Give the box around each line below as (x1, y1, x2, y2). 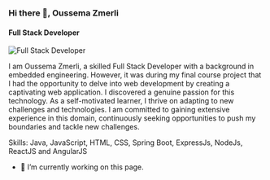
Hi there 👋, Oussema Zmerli (8, 7, 120, 19)
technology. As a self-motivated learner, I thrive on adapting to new (8, 96, 234, 106)
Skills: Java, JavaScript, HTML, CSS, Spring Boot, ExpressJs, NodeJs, (8, 138, 243, 147)
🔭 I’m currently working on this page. (20, 162, 144, 172)
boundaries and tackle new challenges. (8, 122, 140, 132)
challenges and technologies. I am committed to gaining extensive (8, 105, 230, 115)
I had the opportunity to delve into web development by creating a (8, 79, 230, 89)
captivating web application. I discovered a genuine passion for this (8, 87, 235, 97)
